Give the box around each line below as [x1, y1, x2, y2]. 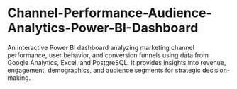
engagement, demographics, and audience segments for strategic [7, 66, 201, 74]
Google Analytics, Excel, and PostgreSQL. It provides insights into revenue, [7, 58, 226, 66]
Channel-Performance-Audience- [7, 5, 212, 21]
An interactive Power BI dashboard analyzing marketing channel [7, 43, 195, 52]
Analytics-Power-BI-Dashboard [7, 20, 199, 36]
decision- [202, 66, 231, 74]
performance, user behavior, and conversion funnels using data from [7, 51, 209, 59]
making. [7, 73, 31, 82]
